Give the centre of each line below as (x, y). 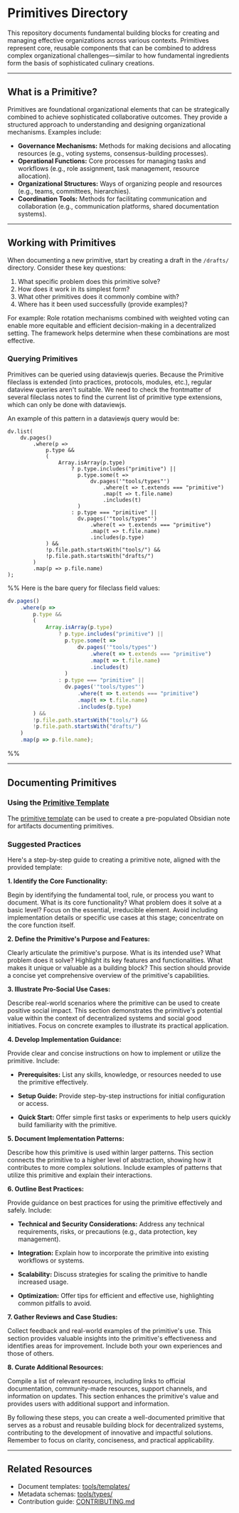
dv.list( (20, 431)
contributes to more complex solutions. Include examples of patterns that (115, 1168)
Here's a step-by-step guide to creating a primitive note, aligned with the (114, 860)
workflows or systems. (51, 1260)
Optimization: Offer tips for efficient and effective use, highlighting (116, 1296)
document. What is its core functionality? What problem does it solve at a (115, 902)
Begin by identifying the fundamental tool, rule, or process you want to (111, 895)
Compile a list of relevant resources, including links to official (97, 1381)
